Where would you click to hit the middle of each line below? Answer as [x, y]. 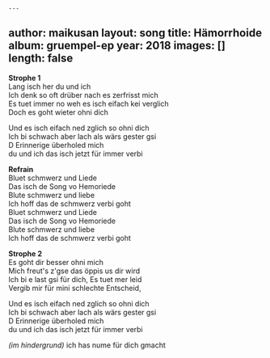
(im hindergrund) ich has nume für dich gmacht [87, 345]
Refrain [21, 169]
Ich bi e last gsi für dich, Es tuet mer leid [75, 279]
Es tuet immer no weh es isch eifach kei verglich [89, 103]
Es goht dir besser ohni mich [56, 262]
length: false [41, 59]
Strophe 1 [25, 78]
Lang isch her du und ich [50, 86]
